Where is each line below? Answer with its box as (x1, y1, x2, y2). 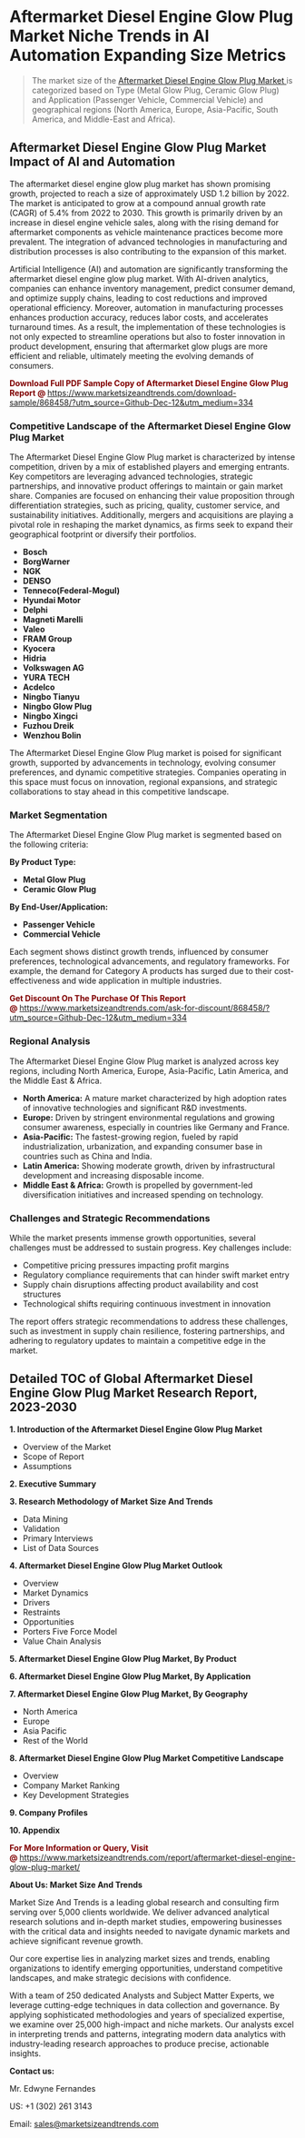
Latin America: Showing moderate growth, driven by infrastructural (22, 1160, 275, 1171)
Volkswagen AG (22, 662, 84, 673)
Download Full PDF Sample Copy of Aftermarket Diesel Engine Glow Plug (9, 377, 289, 388)
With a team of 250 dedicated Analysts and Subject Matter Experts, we (9, 1990, 275, 2001)
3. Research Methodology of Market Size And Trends (9, 1496, 213, 1507)
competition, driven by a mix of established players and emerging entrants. (9, 462, 290, 472)
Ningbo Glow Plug (22, 701, 93, 712)
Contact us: (9, 2065, 54, 2076)
